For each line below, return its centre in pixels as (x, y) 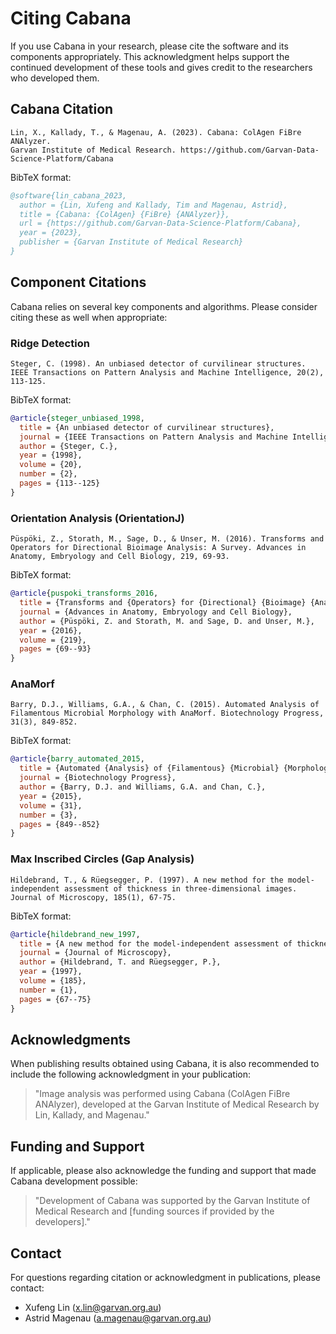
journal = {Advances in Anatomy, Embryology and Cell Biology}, (156, 612)
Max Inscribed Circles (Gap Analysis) (102, 859)
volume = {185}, (53, 981)
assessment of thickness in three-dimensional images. (180, 888)
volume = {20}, (51, 465)
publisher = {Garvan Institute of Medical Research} (131, 242)
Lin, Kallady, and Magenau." (92, 1115)
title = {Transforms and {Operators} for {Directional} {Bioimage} (163, 603)
